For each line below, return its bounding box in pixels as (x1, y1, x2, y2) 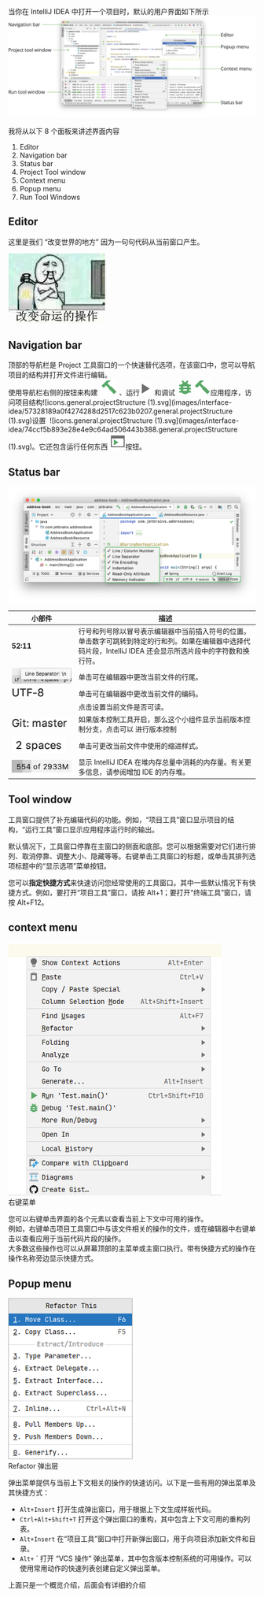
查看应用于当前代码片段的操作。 (21, 1234, 126, 1243)
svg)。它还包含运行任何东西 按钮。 (17, 442, 147, 451)
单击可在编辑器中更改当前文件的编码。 (78, 688, 203, 698)
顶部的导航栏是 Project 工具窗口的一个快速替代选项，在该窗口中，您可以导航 (8, 361, 255, 370)
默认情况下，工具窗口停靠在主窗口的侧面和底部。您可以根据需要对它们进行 (8, 841, 249, 850)
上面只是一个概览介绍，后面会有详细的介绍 (8, 1580, 146, 1590)
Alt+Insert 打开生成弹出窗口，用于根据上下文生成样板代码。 (19, 1505, 216, 1514)
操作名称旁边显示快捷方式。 (8, 1254, 98, 1263)
